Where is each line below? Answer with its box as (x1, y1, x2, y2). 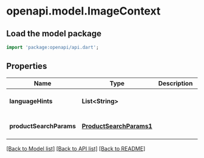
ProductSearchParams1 (81, 122, 153, 130)
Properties (6, 61, 47, 71)
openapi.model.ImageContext (6, 4, 161, 18)
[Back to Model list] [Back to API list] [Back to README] (6, 145, 146, 152)
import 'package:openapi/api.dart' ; (6, 44, 99, 50)
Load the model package (6, 28, 102, 39)
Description (158, 79, 193, 87)
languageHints (9, 97, 53, 105)
